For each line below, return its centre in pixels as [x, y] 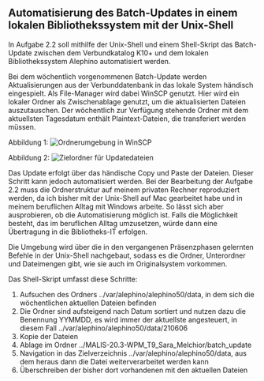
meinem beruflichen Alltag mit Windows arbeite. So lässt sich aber [116, 206]
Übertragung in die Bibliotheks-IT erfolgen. [78, 232]
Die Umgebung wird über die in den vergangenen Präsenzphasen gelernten [131, 247]
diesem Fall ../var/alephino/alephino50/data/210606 [103, 328]
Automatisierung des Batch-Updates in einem [123, 13]
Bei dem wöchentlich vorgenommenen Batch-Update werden [108, 76]
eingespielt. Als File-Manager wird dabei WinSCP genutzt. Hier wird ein [124, 93]
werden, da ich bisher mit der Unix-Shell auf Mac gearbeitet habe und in [125, 198]
